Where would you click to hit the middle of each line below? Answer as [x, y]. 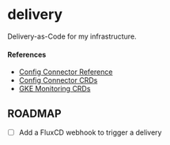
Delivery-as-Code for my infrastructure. [72, 36]
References [27, 54]
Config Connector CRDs [58, 80]
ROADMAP [34, 113]
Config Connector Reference [66, 72]
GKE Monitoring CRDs [55, 89]
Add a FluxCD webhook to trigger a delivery [90, 132]
